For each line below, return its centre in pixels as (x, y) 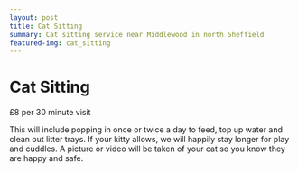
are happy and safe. (47, 158)
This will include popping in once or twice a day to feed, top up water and (146, 130)
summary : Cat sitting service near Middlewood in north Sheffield (137, 34)
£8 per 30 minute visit (50, 113)
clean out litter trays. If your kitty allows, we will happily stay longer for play (149, 140)
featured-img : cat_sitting (60, 43)
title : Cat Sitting (46, 26)
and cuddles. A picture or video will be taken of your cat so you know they (148, 149)
